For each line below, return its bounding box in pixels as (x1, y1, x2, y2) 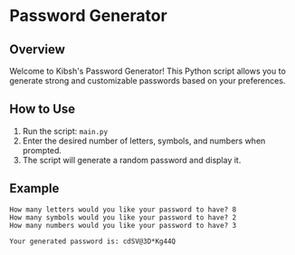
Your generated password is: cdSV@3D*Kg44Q (9, 237, 176, 246)
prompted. (22, 144, 62, 155)
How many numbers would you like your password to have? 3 (9, 221, 237, 230)
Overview (9, 42, 66, 57)
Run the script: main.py (22, 125, 109, 136)
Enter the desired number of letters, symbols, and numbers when (22, 135, 266, 146)
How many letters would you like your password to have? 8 (9, 205, 237, 214)
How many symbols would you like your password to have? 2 (9, 212, 237, 222)
